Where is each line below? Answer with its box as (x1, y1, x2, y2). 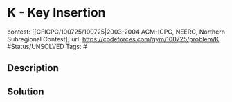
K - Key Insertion (7, 5, 106, 21)
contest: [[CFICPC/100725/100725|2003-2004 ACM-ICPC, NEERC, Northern (7, 28, 225, 36)
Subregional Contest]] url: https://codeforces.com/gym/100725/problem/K (7, 34, 220, 43)
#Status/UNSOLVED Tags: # (7, 42, 88, 50)
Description (7, 62, 59, 74)
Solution (7, 85, 44, 97)
